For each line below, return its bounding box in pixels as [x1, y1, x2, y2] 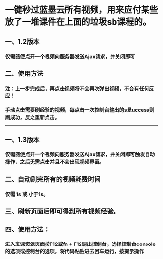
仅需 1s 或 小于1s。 [5, 191, 49, 198]
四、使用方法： [5, 225, 50, 233]
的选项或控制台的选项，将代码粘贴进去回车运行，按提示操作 [5, 248, 145, 255]
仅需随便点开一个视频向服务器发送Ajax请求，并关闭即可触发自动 [5, 151, 155, 158]
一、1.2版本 [5, 37, 40, 46]
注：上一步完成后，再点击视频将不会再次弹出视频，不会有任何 [5, 85, 149, 92]
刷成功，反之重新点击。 [5, 114, 60, 121]
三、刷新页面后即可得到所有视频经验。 [5, 207, 120, 215]
